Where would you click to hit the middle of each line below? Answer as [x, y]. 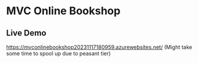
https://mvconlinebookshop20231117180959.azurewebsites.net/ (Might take [99, 47]
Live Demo [26, 33]
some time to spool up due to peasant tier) [59, 53]
